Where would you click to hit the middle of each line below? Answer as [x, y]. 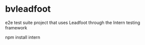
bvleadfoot [28, 9]
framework [16, 27]
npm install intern [23, 37]
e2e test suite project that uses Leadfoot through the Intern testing [73, 22]
